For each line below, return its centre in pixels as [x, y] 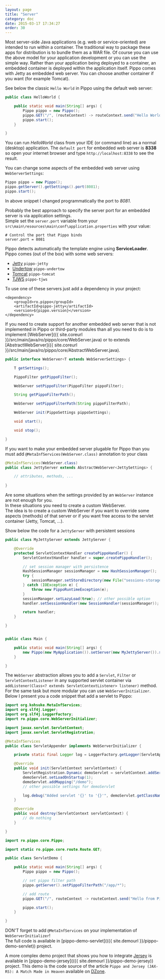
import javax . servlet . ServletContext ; [45, 728]
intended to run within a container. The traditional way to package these [78, 47]
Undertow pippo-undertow [38, 269]
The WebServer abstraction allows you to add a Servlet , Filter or [70, 675]
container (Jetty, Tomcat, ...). [34, 521]
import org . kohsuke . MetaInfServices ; [44, 705]
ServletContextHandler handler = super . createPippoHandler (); [88, 558]
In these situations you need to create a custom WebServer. [66, 505]
